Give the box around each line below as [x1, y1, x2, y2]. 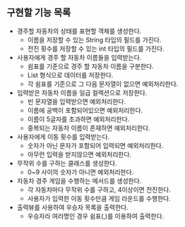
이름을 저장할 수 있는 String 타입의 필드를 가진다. [27, 35, 162, 44]
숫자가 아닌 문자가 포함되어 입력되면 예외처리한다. [27, 141, 164, 149]
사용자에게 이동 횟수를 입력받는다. [16, 133, 110, 141]
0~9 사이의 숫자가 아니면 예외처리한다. [27, 168, 134, 176]
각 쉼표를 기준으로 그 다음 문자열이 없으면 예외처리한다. [27, 80, 179, 88]
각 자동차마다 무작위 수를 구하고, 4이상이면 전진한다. [27, 185, 171, 194]
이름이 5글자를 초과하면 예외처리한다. [27, 115, 130, 123]
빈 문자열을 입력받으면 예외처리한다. [27, 97, 126, 106]
